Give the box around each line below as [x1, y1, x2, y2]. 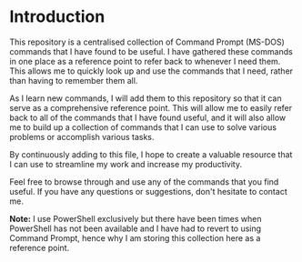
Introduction [9, 6, 106, 27]
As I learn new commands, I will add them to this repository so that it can [9, 93, 282, 104]
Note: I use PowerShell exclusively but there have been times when [9, 213, 262, 224]
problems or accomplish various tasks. [9, 131, 155, 142]
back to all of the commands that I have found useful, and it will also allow [9, 112, 287, 123]
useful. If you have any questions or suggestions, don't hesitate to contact [9, 186, 288, 196]
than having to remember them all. [9, 75, 138, 86]
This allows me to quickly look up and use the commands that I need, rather [9, 65, 294, 76]
